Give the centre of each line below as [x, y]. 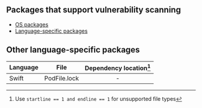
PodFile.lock [62, 78]
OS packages [32, 24]
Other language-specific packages [73, 50]
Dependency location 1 [118, 67]
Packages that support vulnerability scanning [94, 10]
